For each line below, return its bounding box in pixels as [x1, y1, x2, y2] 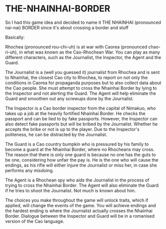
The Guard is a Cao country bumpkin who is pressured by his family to [5, 141, 149, 147]
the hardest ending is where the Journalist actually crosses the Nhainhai [5, 208, 153, 214]
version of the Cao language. [5, 218, 64, 224]
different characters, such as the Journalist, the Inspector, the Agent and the [5, 54, 162, 60]
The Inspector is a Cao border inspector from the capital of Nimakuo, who [5, 105, 156, 111]
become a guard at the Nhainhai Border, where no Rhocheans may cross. [5, 146, 155, 152]
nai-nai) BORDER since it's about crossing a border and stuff [5, 24, 129, 30]
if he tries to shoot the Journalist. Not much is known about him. [5, 187, 136, 193]
